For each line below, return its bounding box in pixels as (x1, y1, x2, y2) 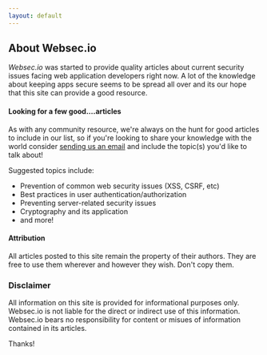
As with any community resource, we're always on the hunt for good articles (8, 124, 260, 134)
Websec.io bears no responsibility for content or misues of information (8, 315, 241, 325)
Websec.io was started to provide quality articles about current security (8, 63, 245, 72)
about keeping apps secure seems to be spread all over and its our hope (8, 79, 247, 89)
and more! (19, 215, 54, 224)
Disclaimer (8, 280, 51, 291)
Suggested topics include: (8, 165, 94, 175)
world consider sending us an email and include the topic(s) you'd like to (8, 141, 248, 151)
